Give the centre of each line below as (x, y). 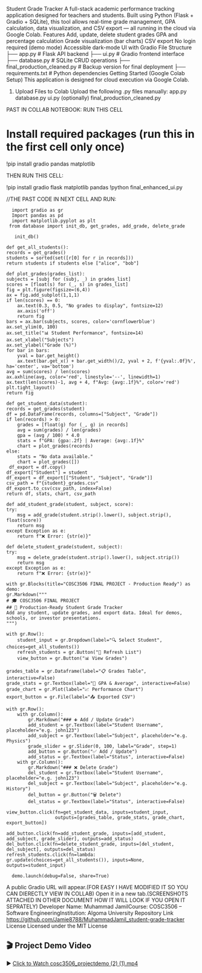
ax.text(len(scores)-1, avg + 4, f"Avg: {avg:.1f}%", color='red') (93, 382)
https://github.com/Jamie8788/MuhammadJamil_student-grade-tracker (96, 919)
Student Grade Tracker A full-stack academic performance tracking (90, 9)
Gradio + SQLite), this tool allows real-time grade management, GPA (91, 22)
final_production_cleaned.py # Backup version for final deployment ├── (96, 67)
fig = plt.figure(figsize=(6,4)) (48, 290)
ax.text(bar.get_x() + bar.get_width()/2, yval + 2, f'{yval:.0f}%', (107, 361)
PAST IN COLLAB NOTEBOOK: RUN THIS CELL (64, 109)
